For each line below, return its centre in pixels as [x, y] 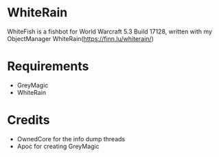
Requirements [48, 67]
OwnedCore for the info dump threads [71, 139]
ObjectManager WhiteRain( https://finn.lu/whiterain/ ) [81, 38]
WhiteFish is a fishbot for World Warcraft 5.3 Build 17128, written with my [110, 31]
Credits [28, 120]
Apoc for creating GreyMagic [58, 146]
